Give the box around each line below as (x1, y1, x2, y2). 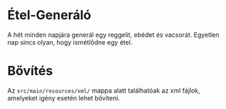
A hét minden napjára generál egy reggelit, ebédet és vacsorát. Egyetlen (7, 30, 220, 39)
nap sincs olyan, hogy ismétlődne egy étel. (7, 38, 133, 46)
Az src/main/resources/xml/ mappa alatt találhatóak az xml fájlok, (7, 86, 200, 95)
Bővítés (7, 63, 53, 79)
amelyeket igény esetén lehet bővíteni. (7, 93, 120, 102)
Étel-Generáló (7, 7, 92, 23)
